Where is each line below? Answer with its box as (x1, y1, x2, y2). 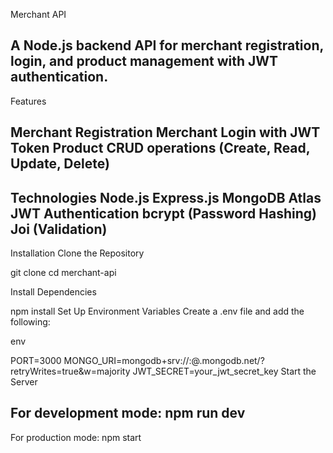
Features (10, 95, 47, 107)
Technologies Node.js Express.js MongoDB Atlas (10, 189, 322, 206)
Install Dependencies (10, 286, 97, 298)
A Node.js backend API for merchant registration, (10, 37, 324, 54)
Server (10, 376, 38, 388)
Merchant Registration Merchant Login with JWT (10, 124, 321, 141)
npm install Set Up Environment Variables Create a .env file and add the (10, 305, 305, 318)
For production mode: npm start (10, 431, 142, 443)
